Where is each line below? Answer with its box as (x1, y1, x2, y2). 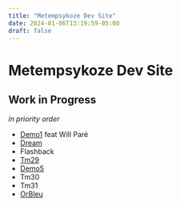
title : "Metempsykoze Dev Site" (8, 11, 116, 20)
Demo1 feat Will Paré (19, 130, 89, 139)
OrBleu (19, 189, 43, 199)
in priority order (8, 114, 60, 124)
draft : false (8, 26, 52, 34)
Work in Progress (8, 93, 97, 107)
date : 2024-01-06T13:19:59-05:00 (8, 19, 120, 27)
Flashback (19, 147, 54, 156)
